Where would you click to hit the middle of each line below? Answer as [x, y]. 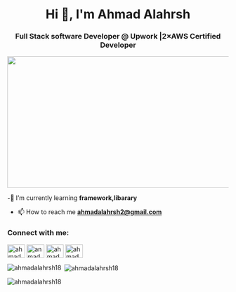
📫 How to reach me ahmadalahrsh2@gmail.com [90, 212]
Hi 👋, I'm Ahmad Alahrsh [118, 14]
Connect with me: [38, 233]
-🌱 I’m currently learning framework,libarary [72, 198]
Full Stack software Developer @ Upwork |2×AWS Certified [118, 36]
